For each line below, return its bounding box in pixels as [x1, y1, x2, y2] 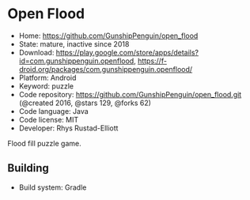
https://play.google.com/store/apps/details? [55, 47, 199, 57]
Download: [18, 47, 55, 57]
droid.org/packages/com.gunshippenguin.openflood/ [18, 64, 193, 74]
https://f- [137, 56, 168, 66]
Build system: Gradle [18, 183, 87, 192]
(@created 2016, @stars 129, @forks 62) [18, 98, 152, 108]
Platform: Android [18, 73, 77, 82]
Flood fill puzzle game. [7, 138, 81, 148]
